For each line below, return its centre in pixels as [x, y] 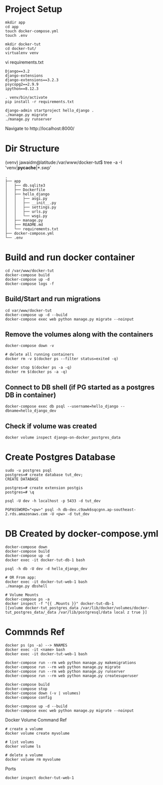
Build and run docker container [70, 258]
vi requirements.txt [24, 62]
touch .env [16, 35]
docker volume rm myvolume [33, 759]
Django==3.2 [17, 71]
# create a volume [24, 729]
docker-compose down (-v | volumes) [43, 693]
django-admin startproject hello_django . [50, 111]
